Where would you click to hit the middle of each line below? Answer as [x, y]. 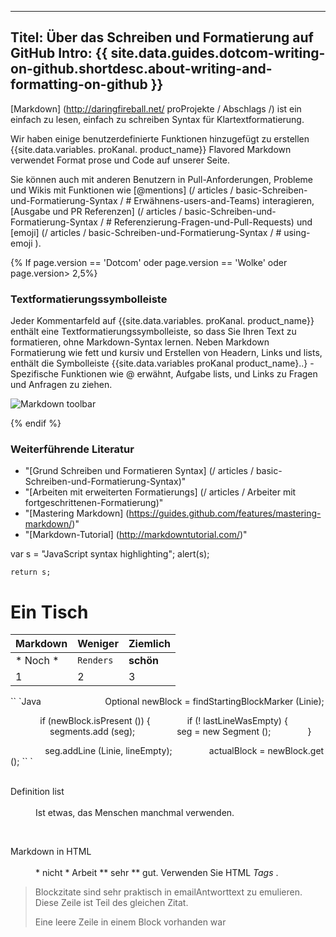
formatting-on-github [79, 84]
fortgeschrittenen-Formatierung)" [94, 503]
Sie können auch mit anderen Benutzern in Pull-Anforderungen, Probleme [161, 179]
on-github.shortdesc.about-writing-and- [141, 69]
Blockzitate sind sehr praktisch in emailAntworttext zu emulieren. [168, 892]
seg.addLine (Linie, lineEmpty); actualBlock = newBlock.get [184, 751]
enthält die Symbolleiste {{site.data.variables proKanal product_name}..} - [162, 363]
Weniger [98, 644]
